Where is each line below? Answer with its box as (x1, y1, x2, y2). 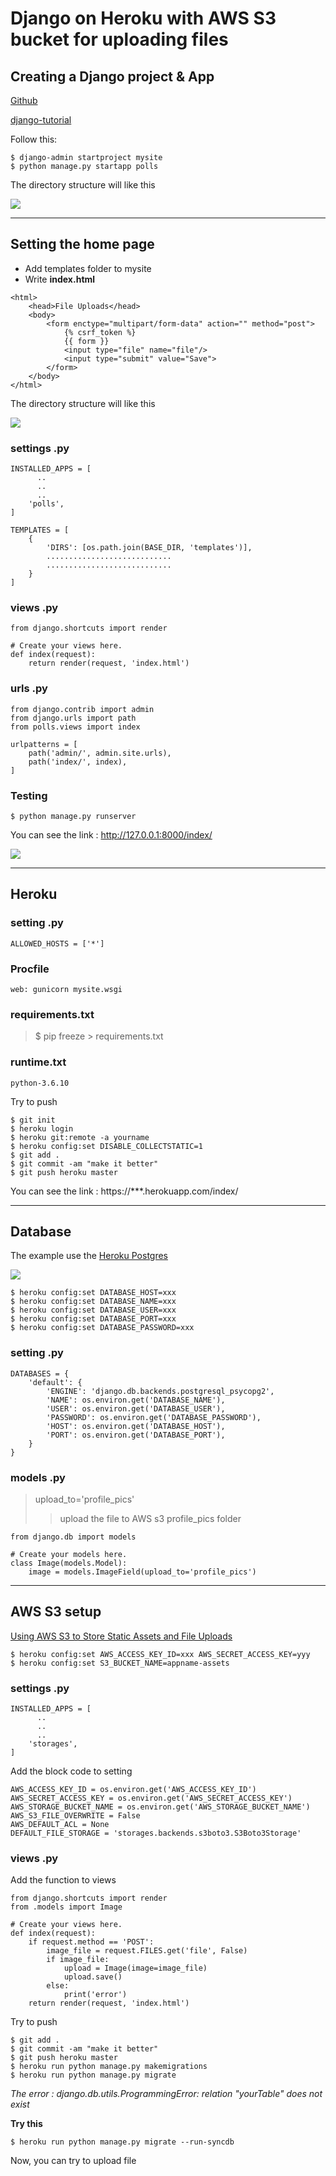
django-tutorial (10, 114, 72, 126)
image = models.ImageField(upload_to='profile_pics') (28, 1567, 257, 1577)
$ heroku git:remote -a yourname (10, 1132, 150, 1142)
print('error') (63, 1990, 128, 2000)
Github (10, 95, 38, 106)
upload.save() (63, 1972, 123, 1982)
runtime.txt (10, 1055, 67, 1069)
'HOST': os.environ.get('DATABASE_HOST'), (46, 1421, 226, 1431)
